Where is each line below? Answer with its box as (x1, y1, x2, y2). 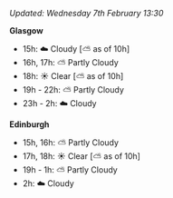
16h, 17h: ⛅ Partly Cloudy (22, 57, 120, 67)
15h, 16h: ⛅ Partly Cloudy (22, 137, 120, 148)
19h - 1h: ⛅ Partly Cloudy (22, 164, 118, 175)
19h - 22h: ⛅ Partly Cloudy (22, 84, 125, 94)
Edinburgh (9, 119, 50, 130)
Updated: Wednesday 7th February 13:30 (9, 8, 164, 18)
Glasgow (9, 25, 43, 35)
